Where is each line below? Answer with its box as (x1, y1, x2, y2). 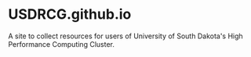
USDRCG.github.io (8, 5, 132, 23)
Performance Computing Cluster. (8, 39, 115, 48)
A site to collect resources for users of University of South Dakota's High (8, 31, 243, 41)
